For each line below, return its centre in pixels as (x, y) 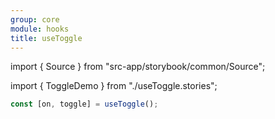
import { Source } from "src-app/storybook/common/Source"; (138, 67)
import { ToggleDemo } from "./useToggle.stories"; (114, 86)
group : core (35, 19)
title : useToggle (46, 38)
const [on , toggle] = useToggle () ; (84, 104)
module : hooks (40, 29)
